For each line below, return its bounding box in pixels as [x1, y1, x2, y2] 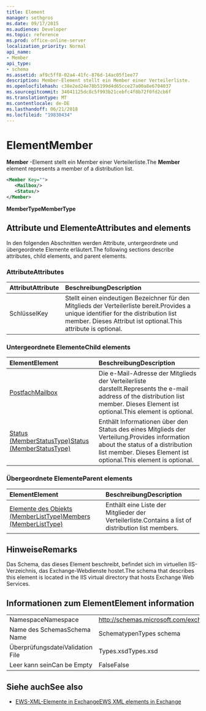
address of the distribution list [98, 392, 185, 401]
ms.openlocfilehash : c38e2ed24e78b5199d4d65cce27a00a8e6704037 [6, 84, 172, 90]
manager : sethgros [6, 15, 53, 21]
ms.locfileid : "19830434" [6, 112, 72, 118]
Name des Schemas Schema [9, 626, 91, 634]
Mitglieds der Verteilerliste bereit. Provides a [65, 301, 191, 310]
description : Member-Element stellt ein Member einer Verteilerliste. [6, 77, 191, 84]
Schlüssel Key [9, 309, 48, 317]
